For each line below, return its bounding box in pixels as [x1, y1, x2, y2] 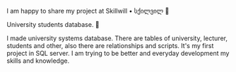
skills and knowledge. [6, 56, 70, 65]
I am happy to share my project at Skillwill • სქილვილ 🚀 [6, 7, 170, 15]
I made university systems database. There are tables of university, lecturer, [6, 34, 228, 42]
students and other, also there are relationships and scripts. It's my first [6, 42, 214, 49]
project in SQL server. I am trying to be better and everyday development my [6, 49, 230, 57]
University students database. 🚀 [6, 20, 100, 28]
